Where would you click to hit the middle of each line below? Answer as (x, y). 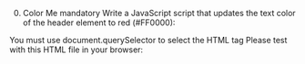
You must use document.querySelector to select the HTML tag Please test (148, 40)
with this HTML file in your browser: (76, 50)
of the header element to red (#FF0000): (99, 23)
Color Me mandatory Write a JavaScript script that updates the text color (159, 13)
